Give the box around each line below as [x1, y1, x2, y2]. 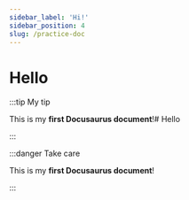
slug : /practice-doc [9, 29, 86, 38]
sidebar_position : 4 [9, 21, 86, 30]
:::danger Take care [9, 148, 81, 159]
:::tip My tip [9, 96, 51, 107]
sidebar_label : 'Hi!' [9, 12, 90, 22]
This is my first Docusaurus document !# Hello [9, 114, 180, 125]
